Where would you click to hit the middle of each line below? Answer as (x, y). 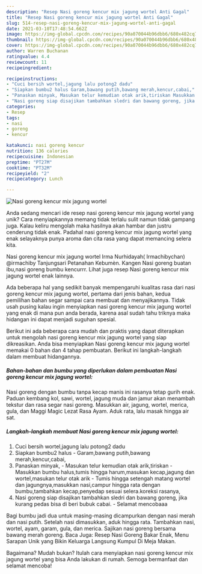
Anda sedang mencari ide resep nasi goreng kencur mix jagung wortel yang (100, 213)
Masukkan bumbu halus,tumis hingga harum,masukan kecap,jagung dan (105, 472)
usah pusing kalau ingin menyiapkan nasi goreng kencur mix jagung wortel (99, 307)
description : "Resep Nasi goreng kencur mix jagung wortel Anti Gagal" (98, 12)
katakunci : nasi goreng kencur (45, 146)
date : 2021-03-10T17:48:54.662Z (47, 29)
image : (14, 34)
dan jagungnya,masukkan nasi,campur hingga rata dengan (87, 485)
